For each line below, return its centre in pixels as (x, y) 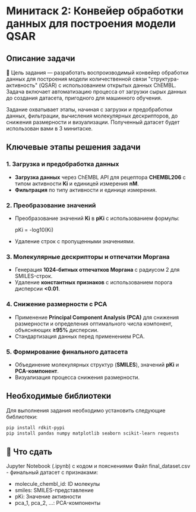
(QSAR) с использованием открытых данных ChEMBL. (108, 85)
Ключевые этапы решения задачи (73, 147)
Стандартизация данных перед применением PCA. (80, 336)
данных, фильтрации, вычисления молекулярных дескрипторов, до (92, 116)
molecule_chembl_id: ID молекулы (57, 484)
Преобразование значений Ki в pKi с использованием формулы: (97, 218)
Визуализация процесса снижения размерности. (77, 377)
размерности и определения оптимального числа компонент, (94, 324)
